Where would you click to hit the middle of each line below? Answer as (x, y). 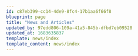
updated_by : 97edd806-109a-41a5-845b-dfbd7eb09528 (69, 28)
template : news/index (33, 38)
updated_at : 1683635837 (35, 33)
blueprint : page (26, 17)
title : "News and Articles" (41, 22)
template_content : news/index (43, 44)
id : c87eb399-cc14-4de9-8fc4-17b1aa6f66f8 (59, 11)
